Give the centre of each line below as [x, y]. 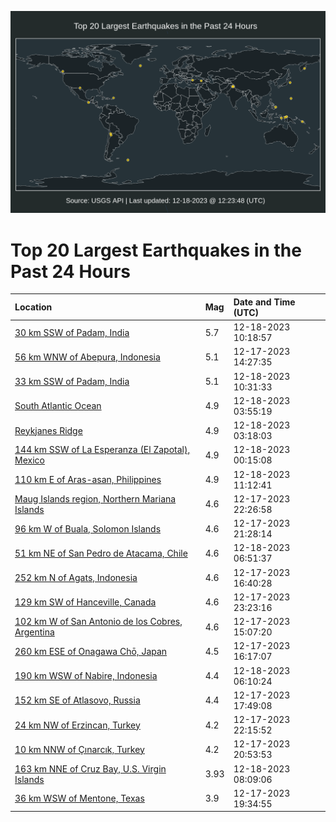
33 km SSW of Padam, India [72, 382]
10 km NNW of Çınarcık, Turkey [79, 749]
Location [33, 307]
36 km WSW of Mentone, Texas [79, 798]
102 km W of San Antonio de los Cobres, [98, 622]
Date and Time [264, 302]
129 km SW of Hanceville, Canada [85, 602]
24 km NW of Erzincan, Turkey [77, 725]
